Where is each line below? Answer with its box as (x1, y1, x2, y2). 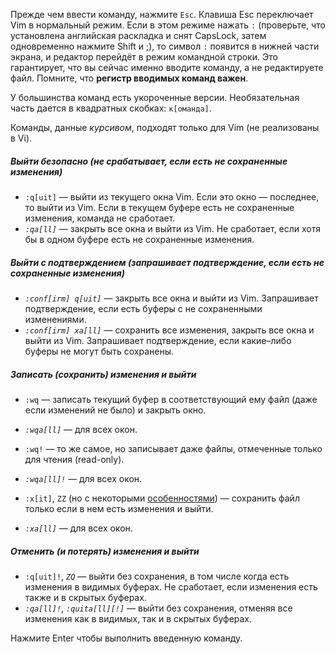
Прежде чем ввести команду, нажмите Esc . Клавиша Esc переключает (10, 9, 314, 20)
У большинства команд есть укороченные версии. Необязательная (10, 92, 300, 103)
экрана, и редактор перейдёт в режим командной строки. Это (10, 51, 278, 63)
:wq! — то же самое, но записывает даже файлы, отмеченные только (24, 442, 323, 454)
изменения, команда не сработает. (24, 212, 176, 224)
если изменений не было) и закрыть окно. (24, 404, 207, 416)
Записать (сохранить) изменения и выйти (10, 368, 197, 380)
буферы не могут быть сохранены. (24, 345, 175, 357)
